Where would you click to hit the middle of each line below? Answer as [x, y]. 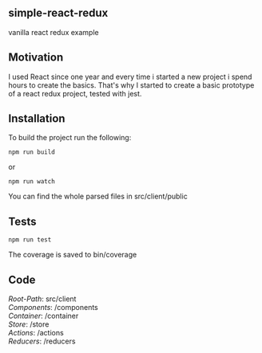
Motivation [36, 58]
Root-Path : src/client [42, 299]
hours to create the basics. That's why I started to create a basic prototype [131, 85]
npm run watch [32, 182]
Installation [37, 119]
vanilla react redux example [54, 32]
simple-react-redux [58, 13]
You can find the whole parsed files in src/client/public [98, 196]
